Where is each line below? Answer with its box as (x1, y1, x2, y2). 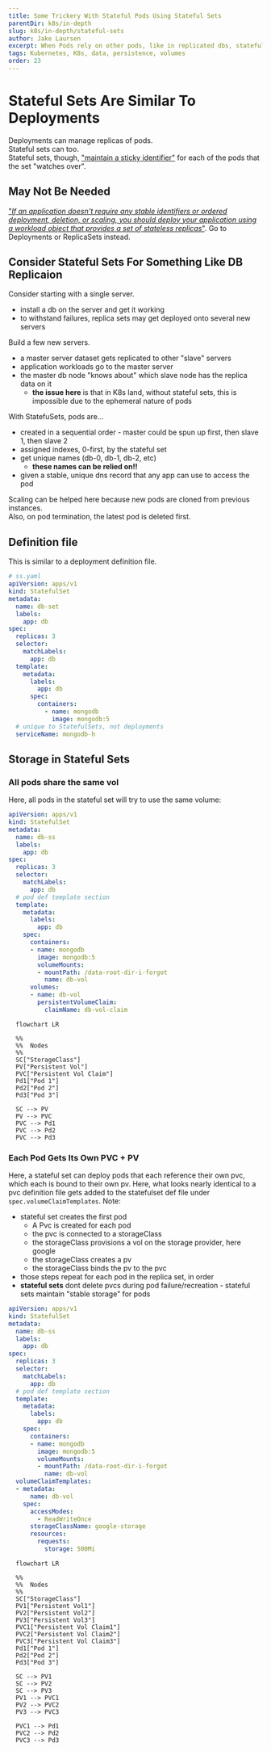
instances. (8, 503, 43, 513)
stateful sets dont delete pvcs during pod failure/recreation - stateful (19, 1281, 251, 1291)
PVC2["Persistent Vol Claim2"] (15, 1630, 121, 1638)
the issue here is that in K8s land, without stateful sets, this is (31, 388, 237, 397)
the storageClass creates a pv (31, 1255, 131, 1265)
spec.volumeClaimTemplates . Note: (8, 1196, 121, 1206)
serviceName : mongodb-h (15, 730, 95, 738)
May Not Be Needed (8, 185, 110, 199)
